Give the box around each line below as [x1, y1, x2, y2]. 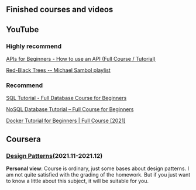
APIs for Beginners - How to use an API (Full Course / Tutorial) [6, 56, 156, 63]
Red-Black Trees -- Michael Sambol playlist [6, 67, 111, 74]
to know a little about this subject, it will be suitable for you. [6, 178, 149, 185]
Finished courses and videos [6, 5, 114, 15]
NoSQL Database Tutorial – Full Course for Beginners [6, 106, 134, 113]
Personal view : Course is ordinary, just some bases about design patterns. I [6, 165, 189, 172]
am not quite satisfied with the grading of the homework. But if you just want [6, 171, 191, 178]
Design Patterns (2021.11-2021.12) [6, 151, 103, 160]
